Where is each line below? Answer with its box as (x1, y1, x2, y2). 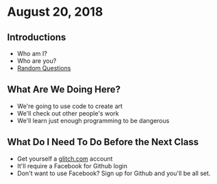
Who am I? (16, 49, 48, 57)
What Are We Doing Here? (7, 83, 121, 96)
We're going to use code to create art (16, 102, 123, 110)
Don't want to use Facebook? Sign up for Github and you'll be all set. (16, 169, 211, 177)
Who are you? (16, 57, 57, 65)
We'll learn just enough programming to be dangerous (16, 116, 170, 124)
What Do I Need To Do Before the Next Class (7, 136, 199, 148)
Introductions (7, 31, 66, 43)
